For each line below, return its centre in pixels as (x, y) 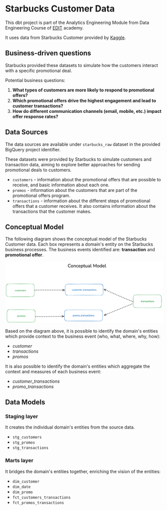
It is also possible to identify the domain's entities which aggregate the (78, 366)
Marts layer (19, 461)
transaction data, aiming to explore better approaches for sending (73, 164)
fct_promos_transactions (38, 503)
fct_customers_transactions (41, 498)
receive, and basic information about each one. (61, 185)
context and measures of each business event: (53, 371)
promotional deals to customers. (38, 170)
